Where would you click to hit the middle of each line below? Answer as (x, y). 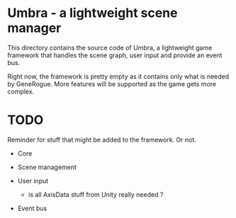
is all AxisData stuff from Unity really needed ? (96, 194)
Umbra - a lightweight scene (92, 13)
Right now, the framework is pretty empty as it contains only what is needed (118, 76)
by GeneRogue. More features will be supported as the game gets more (112, 84)
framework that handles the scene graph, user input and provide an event (115, 55)
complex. (21, 91)
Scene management (47, 167)
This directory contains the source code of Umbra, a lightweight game (110, 47)
